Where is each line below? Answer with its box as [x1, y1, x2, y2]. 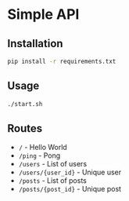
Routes [7, 122, 43, 135]
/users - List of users [18, 159, 88, 169]
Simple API [7, 5, 80, 24]
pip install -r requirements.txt [7, 57, 116, 65]
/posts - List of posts [18, 176, 87, 185]
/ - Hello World [18, 143, 67, 152]
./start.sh [7, 100, 43, 108]
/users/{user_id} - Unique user [18, 167, 122, 177]
